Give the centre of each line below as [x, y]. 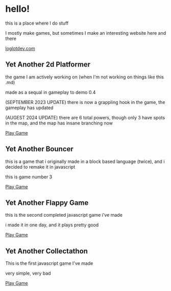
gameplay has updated [29, 108]
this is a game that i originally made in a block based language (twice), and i [85, 161]
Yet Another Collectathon [47, 251]
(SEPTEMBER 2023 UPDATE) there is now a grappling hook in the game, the [85, 102]
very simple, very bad [28, 273]
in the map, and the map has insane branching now [59, 123]
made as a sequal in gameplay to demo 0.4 [51, 92]
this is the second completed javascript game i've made [64, 215]
